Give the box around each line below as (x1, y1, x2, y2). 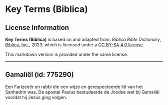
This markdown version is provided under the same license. (5, 51, 128, 57)
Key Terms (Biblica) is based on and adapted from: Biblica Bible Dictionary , (5, 36, 161, 42)
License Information (5, 23, 69, 32)
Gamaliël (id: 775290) (5, 71, 74, 79)
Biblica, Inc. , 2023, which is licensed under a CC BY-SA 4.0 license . (5, 42, 144, 48)
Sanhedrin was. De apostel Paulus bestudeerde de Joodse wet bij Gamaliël (5, 89, 160, 95)
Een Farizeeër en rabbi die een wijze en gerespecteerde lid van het (5, 84, 143, 90)
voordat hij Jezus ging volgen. (5, 94, 67, 100)
